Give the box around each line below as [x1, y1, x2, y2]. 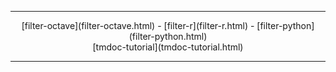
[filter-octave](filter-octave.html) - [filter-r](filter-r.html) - [21, 20, 255, 31]
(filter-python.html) [128, 31, 208, 42]
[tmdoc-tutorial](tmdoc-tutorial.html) [92, 41, 244, 53]
